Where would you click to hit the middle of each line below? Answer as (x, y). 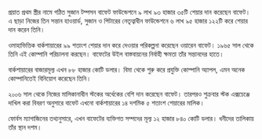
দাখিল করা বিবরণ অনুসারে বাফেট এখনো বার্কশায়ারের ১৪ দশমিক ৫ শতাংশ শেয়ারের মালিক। (107, 103)
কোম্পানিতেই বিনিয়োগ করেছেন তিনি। (50, 78)
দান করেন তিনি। (27, 30)
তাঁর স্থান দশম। (25, 127)
